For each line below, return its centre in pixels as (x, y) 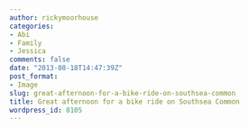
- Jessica (28, 51)
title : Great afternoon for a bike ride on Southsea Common (125, 101)
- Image (24, 85)
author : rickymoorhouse (54, 18)
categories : (32, 26)
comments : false (40, 59)
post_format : (34, 77)
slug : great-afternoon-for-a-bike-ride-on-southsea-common (123, 93)
